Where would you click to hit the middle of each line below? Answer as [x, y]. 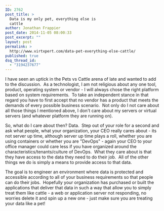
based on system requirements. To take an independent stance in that [77, 95]
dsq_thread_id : [21, 60]
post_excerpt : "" [23, 38]
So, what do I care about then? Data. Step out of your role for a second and [82, 126]
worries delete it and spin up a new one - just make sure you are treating [79, 198]
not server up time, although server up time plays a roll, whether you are [79, 136]
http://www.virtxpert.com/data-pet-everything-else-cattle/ [73, 51]
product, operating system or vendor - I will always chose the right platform [82, 90]
